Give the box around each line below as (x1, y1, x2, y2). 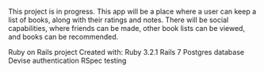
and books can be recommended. (8, 32, 119, 41)
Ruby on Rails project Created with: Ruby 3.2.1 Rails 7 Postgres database (8, 48, 244, 56)
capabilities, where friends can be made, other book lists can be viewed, (8, 24, 246, 33)
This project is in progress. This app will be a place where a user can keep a (8, 7, 257, 16)
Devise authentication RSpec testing (8, 56, 127, 65)
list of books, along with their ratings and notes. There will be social (8, 15, 229, 25)
